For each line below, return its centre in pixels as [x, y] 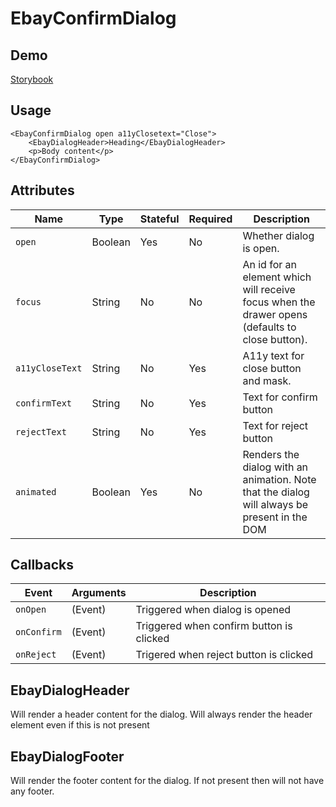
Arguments [99, 593]
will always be [275, 504]
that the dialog [276, 492]
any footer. [32, 791]
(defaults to [269, 327]
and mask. [267, 380]
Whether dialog [278, 235]
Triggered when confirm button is [214, 626]
